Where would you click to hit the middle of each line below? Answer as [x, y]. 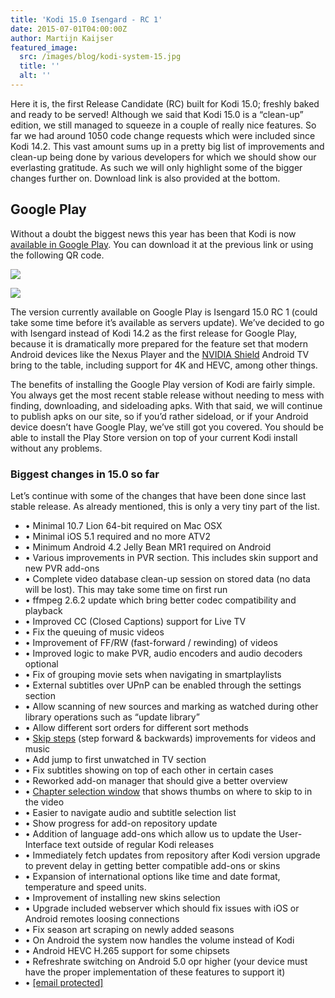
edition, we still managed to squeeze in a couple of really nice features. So [163, 125]
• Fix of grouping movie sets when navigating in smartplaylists [153, 674]
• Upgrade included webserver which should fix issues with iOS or [162, 908]
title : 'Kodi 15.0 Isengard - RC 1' [86, 19]
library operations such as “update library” [112, 717]
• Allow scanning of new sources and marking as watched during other [171, 706]
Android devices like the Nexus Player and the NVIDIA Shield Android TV [160, 354]
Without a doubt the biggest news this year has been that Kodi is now [153, 233]
